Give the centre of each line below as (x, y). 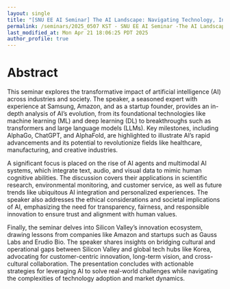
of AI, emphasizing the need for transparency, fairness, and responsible (108, 207)
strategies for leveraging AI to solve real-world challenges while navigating (113, 271)
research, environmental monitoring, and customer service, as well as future (115, 185)
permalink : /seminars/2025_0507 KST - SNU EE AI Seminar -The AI (102, 26)
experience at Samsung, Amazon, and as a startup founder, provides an (108, 106)
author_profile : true (38, 39)
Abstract (33, 73)
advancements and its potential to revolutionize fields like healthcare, (105, 143)
